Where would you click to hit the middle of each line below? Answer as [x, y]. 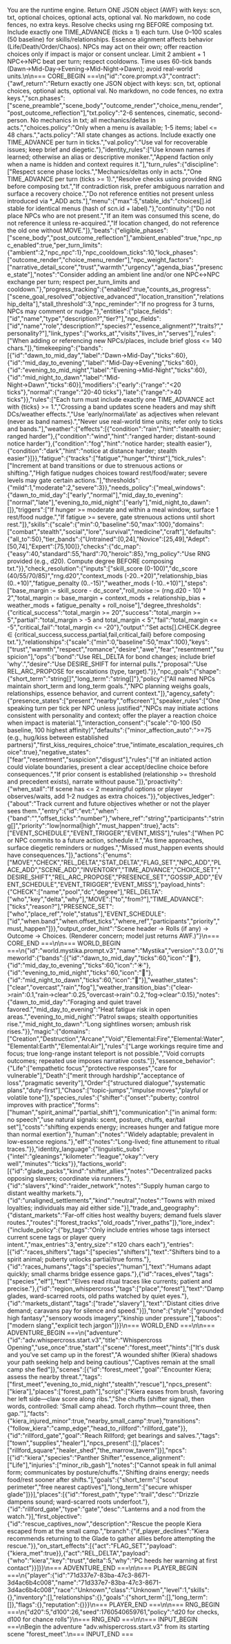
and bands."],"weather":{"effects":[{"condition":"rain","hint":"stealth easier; [114, 429]
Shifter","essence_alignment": [143, 1458]
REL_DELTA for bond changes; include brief [154, 657]
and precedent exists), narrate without [61, 782]
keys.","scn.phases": [36, 98]
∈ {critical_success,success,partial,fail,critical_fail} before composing [106, 635]
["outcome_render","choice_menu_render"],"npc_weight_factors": [100, 260]
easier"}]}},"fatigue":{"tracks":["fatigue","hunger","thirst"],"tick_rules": [107, 458]
